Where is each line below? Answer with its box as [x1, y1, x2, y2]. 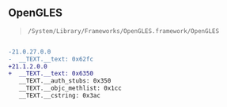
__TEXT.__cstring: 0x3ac [18, 92, 101, 100]
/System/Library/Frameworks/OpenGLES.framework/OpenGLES [27, 27, 220, 35]
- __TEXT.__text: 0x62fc [8, 55, 93, 63]
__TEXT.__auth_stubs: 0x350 [18, 77, 112, 85]
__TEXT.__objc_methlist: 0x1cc [18, 84, 123, 93]
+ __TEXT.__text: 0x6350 [8, 70, 93, 78]
